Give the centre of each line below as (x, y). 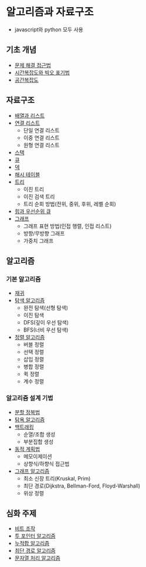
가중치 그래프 (38, 241)
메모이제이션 (38, 456)
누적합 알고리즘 (32, 543)
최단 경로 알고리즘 (35, 551)
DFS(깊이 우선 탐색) (46, 323)
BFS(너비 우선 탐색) (46, 330)
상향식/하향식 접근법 (46, 463)
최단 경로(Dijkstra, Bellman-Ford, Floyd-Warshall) (82, 486)
